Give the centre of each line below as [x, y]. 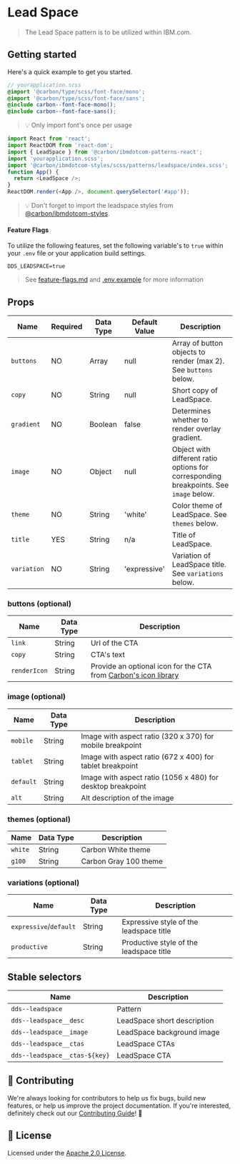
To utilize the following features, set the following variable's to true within [115, 246]
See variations [197, 573]
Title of [184, 535]
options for [190, 467]
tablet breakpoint [110, 766]
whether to [190, 420]
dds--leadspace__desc [47, 1021]
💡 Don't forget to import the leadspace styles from [99, 205]
